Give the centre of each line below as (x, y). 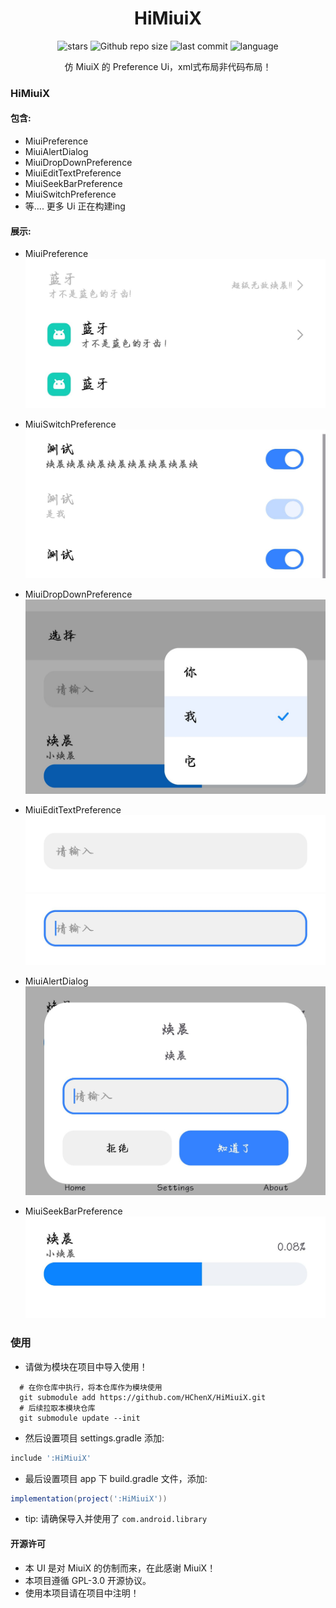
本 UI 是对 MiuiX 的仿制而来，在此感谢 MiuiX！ (120, 1568)
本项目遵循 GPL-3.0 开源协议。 (88, 1580)
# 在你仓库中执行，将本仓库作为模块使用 (91, 1387)
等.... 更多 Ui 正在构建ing (75, 206)
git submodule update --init (80, 1418)
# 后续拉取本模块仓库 (57, 1408)
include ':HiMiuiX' (51, 1458)
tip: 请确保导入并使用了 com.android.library (116, 1519)
